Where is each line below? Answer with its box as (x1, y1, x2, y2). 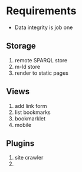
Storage (6, 41, 37, 51)
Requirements (6, 4, 77, 18)
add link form (14, 102, 47, 109)
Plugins (6, 138, 35, 148)
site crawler (14, 154, 44, 161)
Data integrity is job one (14, 24, 73, 31)
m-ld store (14, 63, 40, 70)
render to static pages (14, 69, 69, 77)
